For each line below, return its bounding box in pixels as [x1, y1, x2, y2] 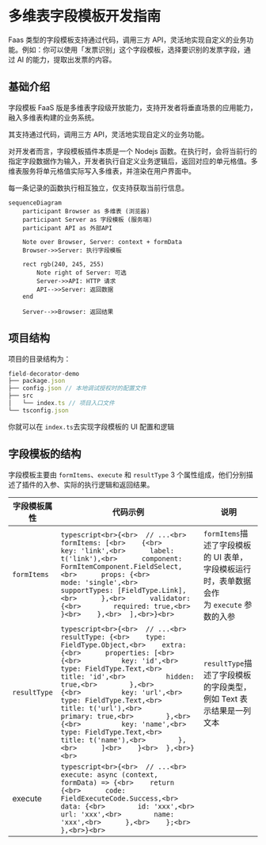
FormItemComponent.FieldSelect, [60, 562, 183, 571]
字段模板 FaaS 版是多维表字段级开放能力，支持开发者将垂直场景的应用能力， [8, 102, 257, 112]
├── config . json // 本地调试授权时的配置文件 [8, 384, 146, 392]
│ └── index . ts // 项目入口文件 [8, 400, 115, 407]
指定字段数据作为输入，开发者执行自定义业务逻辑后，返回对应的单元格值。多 [8, 156, 258, 166]
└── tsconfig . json [8, 406, 69, 415]
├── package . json [8, 377, 66, 385]
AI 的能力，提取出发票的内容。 [17, 55, 116, 64]
